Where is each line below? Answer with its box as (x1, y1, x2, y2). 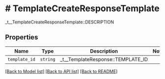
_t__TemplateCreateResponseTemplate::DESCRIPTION (5, 19, 114, 25)
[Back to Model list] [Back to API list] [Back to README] (5, 68, 118, 74)
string (40, 57, 55, 62)
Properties (5, 33, 38, 41)
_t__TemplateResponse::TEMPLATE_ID (60, 56, 148, 62)
